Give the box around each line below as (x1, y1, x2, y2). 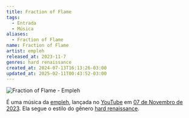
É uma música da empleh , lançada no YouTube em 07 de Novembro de (6, 99, 183, 106)
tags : (6, 14, 20, 20)
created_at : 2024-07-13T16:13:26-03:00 (6, 64, 107, 71)
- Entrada (12, 20, 36, 26)
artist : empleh (6, 48, 45, 54)
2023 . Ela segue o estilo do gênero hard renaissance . (6, 105, 139, 112)
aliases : (6, 31, 28, 37)
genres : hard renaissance (6, 59, 71, 65)
